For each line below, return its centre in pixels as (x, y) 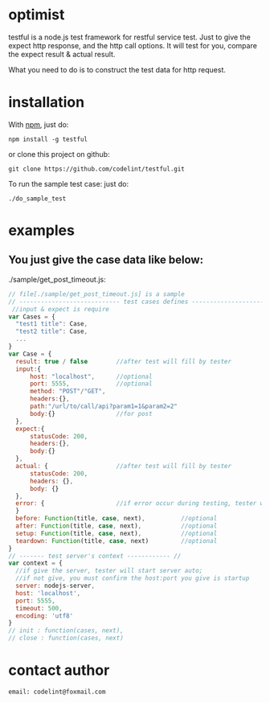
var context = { (35, 563)
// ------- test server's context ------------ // (95, 556)
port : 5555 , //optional (91, 384)
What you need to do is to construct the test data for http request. (117, 69)
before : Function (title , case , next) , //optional (117, 519)
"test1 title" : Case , (52, 324)
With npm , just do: (39, 124)
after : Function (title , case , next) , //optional (117, 526)
